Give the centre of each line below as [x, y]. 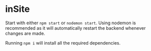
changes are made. [25, 33]
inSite [18, 9]
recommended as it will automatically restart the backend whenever [75, 28]
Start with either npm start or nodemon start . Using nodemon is [71, 23]
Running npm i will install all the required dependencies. [63, 43]
